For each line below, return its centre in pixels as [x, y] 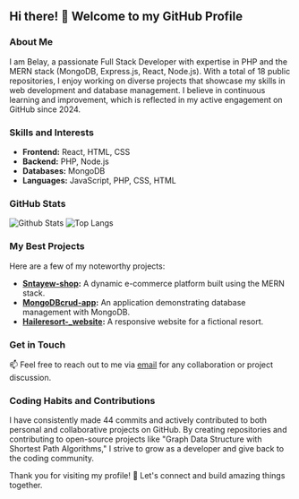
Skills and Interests [51, 133]
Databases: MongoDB [64, 170]
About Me [31, 42]
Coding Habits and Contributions [82, 400]
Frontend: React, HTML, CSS [76, 151]
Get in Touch [38, 344]
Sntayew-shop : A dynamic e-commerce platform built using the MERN [153, 283]
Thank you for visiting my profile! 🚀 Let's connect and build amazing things [147, 476]
